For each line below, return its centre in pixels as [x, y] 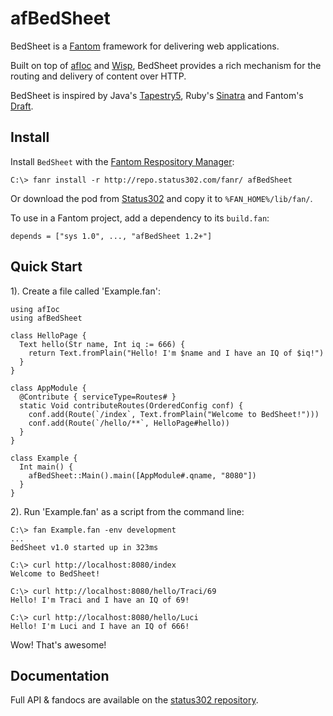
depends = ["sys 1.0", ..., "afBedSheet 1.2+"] [111, 236]
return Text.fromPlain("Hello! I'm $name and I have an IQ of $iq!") [176, 353]
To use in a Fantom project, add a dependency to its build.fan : [140, 218]
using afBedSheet [46, 318]
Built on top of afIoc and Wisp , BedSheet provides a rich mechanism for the [166, 65]
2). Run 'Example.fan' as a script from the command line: [127, 511]
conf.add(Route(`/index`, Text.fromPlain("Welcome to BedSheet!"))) [174, 414]
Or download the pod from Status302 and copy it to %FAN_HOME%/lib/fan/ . [161, 198]
